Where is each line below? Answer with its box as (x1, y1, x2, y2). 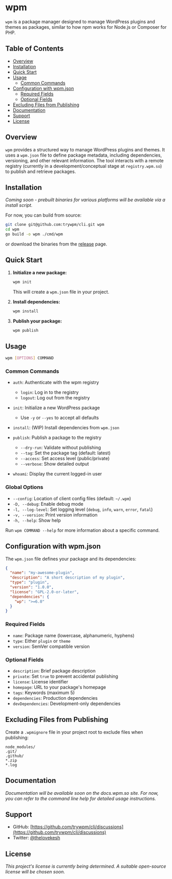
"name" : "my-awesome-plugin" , (10, 570, 74, 576)
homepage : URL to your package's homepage (12, 684, 106, 690)
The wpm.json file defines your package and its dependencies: (5, 556, 137, 562)
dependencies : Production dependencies (12, 695, 98, 701)
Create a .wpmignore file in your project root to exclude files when (5, 729, 143, 735)
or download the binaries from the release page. (5, 241, 108, 247)
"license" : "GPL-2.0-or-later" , (10, 589, 80, 595)
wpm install (12, 309, 39, 314)
